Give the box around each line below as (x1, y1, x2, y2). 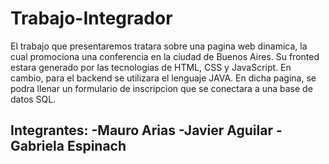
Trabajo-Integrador (10, 7, 173, 30)
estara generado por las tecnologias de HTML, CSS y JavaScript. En (10, 61, 292, 73)
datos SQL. (10, 93, 57, 105)
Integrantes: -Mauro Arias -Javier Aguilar (10, 122, 273, 139)
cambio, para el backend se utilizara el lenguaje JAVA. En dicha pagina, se (10, 72, 317, 84)
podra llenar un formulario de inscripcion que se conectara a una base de (10, 82, 313, 94)
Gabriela (10, 138, 65, 155)
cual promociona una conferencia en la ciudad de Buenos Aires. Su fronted (10, 50, 320, 62)
